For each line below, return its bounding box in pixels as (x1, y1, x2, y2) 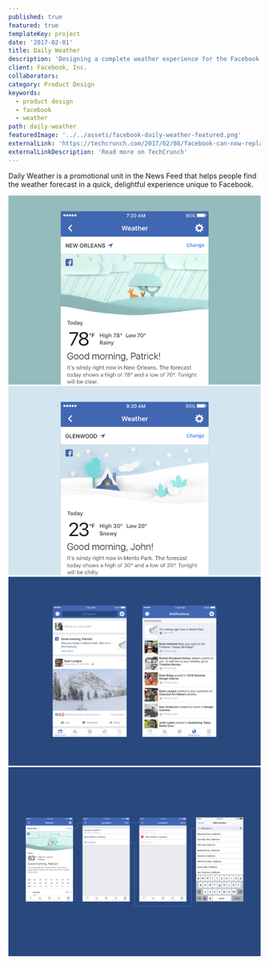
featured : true (8, 21, 59, 30)
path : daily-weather (8, 122, 78, 131)
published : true (8, 13, 62, 21)
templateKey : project (8, 30, 81, 38)
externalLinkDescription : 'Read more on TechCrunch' (8, 148, 188, 156)
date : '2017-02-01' (8, 38, 74, 46)
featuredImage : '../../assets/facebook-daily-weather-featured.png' (8, 131, 242, 139)
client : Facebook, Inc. (8, 64, 88, 72)
